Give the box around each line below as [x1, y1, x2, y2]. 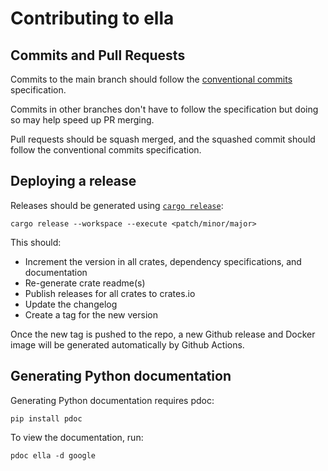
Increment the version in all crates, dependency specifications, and [24, 255, 302, 267]
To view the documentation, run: [10, 431, 144, 443]
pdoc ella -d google [10, 450, 97, 461]
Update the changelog [24, 298, 118, 310]
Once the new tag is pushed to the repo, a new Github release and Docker [10, 328, 316, 340]
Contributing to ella [10, 7, 175, 30]
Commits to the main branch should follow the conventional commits [10, 73, 293, 85]
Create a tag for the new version [24, 308, 158, 321]
